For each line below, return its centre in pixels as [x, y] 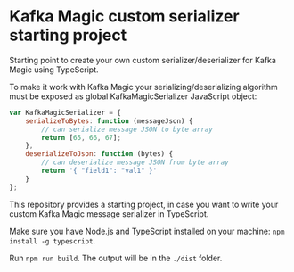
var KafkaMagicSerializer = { [65, 112]
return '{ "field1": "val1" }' [99, 171]
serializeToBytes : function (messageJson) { [109, 121]
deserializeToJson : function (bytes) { [99, 154]
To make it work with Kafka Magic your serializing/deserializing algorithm [143, 87]
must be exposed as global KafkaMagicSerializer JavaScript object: [133, 96]
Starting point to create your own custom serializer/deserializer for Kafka [143, 60]
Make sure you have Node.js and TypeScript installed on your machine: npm [147, 231]
